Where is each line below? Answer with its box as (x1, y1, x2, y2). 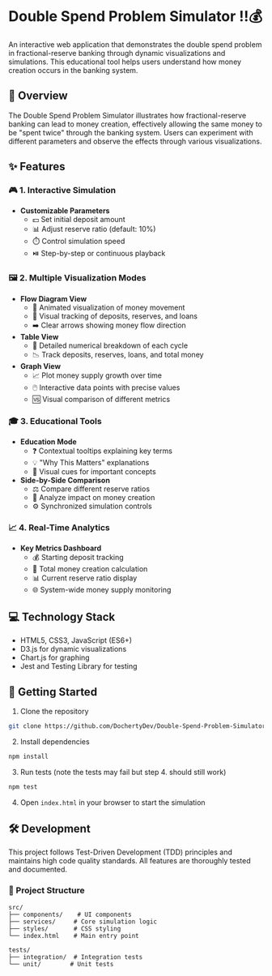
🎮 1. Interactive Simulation (8, 185, 116, 196)
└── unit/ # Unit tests (8, 960, 114, 968)
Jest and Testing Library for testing (19, 661, 138, 671)
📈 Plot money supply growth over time (32, 370, 163, 380)
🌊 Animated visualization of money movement (32, 302, 185, 312)
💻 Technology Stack (8, 610, 116, 623)
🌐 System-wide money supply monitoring (32, 585, 172, 595)
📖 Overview (8, 89, 68, 103)
